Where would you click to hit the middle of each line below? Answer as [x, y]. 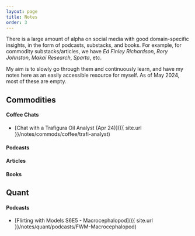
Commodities [31, 100]
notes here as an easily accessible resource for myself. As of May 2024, [93, 75]
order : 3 [17, 22]
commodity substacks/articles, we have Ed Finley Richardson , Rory [87, 52]
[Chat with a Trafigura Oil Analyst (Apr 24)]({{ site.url [78, 128]
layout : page [22, 11]
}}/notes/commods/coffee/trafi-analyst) [62, 134]
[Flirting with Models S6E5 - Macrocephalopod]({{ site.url [83, 221]
